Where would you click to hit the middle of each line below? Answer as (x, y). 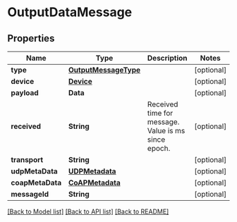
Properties (31, 38)
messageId (30, 194)
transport (27, 160)
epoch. (159, 148)
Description (167, 58)
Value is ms (166, 131)
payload (25, 93)
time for (160, 113)
